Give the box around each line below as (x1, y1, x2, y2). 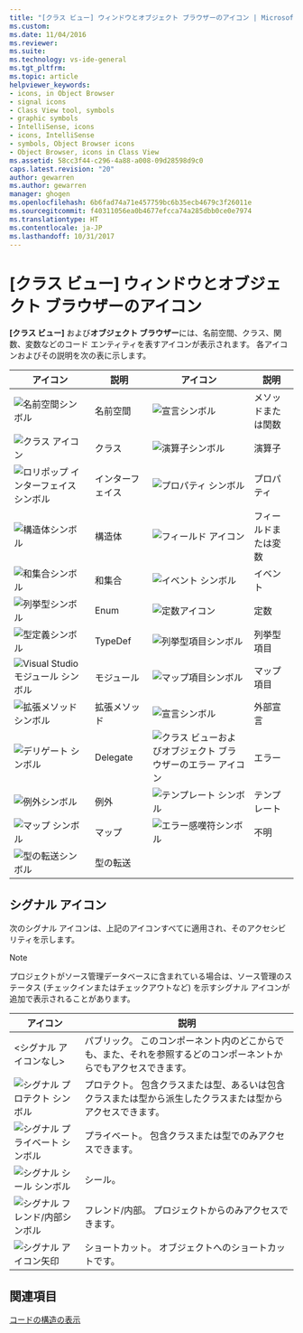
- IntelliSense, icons (9, 123, 95, 132)
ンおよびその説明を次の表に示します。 (9, 350, 151, 361)
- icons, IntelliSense (9, 131, 95, 140)
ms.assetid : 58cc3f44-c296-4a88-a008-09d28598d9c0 (9, 155, 204, 165)
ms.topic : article (9, 72, 78, 81)
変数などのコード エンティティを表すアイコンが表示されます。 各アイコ (24, 339, 289, 350)
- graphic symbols (9, 114, 78, 123)
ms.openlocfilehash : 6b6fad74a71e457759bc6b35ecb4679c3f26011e (9, 198, 252, 208)
